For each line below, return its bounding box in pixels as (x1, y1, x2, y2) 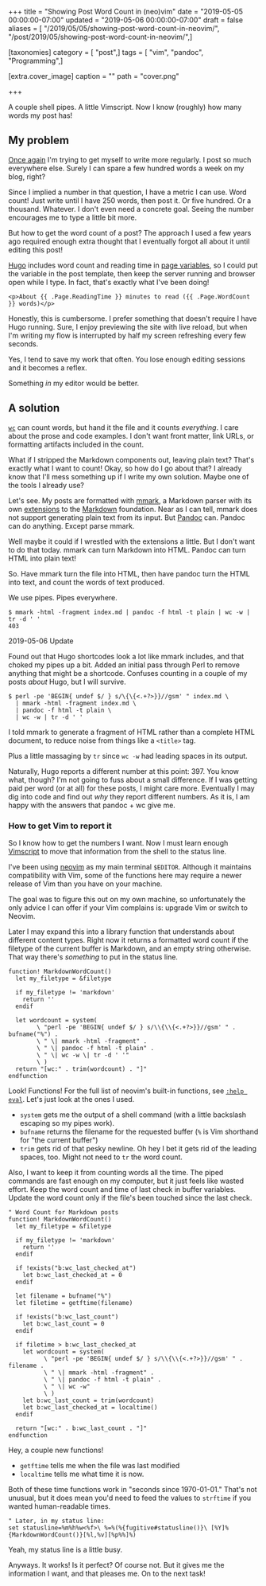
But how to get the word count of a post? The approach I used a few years (8, 228, 252, 237)
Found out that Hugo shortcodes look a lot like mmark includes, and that (8, 651, 245, 661)
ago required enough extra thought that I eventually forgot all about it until (8, 236, 250, 246)
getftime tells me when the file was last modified (19, 1460, 180, 1470)
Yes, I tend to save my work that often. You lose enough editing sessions (8, 354, 246, 364)
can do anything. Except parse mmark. (8, 521, 135, 530)
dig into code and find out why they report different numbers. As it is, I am (8, 791, 250, 801)
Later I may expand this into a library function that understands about (8, 927, 235, 936)
